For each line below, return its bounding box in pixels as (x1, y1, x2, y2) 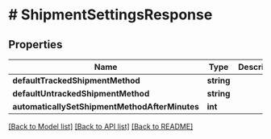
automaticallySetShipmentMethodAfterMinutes (12, 101, 199, 112)
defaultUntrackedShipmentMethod (12, 88, 150, 99)
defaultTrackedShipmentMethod (12, 75, 141, 86)
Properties (8, 38, 63, 51)
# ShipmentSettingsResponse (8, 6, 213, 24)
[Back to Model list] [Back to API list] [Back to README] (8, 122, 194, 131)
